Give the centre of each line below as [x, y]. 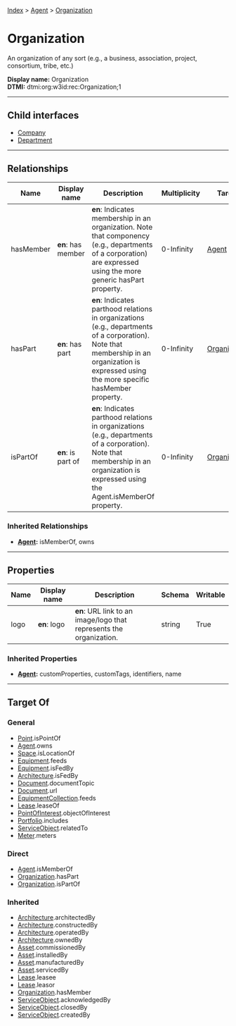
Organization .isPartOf [49, 884]
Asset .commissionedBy [51, 948]
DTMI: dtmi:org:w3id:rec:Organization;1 [64, 87]
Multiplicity [181, 193]
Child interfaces [43, 116]
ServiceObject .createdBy [54, 1015]
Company [32, 132]
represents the [99, 629]
